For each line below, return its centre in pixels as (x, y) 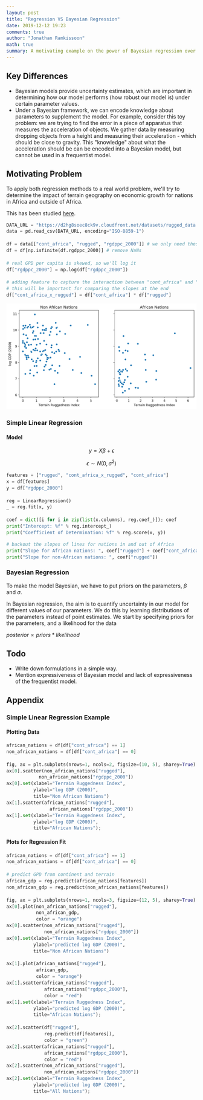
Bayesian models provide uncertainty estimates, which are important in (103, 91)
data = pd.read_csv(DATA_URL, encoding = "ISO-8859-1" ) (76, 231)
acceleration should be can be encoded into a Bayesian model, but (98, 149)
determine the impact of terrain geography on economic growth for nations (100, 195)
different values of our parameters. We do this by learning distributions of (98, 610)
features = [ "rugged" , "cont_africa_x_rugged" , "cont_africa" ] (88, 475)
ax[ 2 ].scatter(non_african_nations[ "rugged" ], (66, 1066)
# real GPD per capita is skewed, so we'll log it (71, 263)
